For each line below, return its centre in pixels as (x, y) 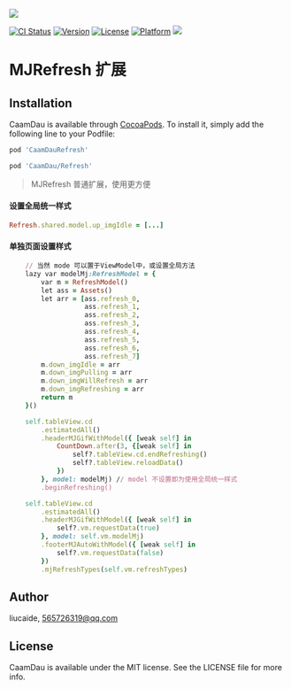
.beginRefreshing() (77, 487)
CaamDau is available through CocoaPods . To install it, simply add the (137, 124)
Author (29, 596)
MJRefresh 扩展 (68, 70)
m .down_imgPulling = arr (87, 373)
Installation (41, 103)
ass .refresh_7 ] (112, 356)
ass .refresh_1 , (112, 307)
